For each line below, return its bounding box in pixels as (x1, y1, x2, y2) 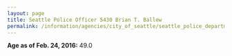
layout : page (7, 10, 45, 17)
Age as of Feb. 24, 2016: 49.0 (7, 42, 93, 50)
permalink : (7, 23, 39, 29)
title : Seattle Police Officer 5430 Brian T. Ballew (7, 16, 162, 23)
